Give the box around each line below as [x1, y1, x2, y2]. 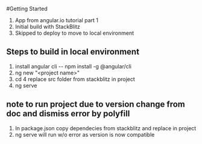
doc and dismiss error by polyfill [6, 109, 130, 119]
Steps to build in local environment [6, 47, 140, 57]
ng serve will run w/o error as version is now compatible [14, 131, 155, 138]
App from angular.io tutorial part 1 [14, 17, 98, 23]
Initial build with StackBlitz [14, 23, 80, 30]
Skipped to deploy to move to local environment [14, 29, 134, 37]
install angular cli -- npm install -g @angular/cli [14, 62, 131, 70]
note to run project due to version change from [6, 99, 185, 110]
